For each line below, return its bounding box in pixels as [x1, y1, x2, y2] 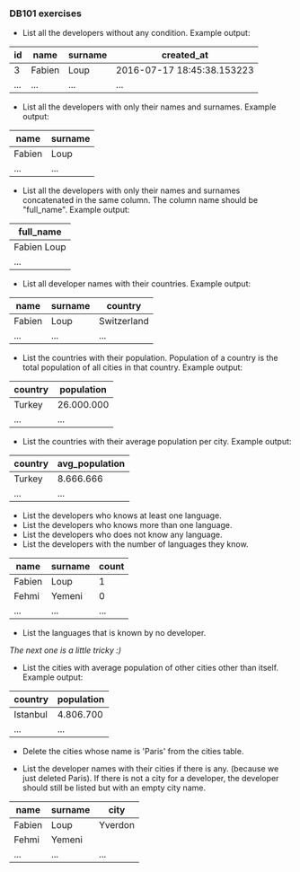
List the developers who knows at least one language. [22, 510, 222, 521]
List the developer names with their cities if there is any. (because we [22, 763, 279, 774]
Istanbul [13, 709, 48, 721]
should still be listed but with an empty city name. [22, 782, 207, 793]
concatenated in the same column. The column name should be [22, 195, 259, 206]
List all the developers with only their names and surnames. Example [22, 101, 277, 112]
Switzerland [98, 315, 150, 328]
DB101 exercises [9, 7, 83, 20]
